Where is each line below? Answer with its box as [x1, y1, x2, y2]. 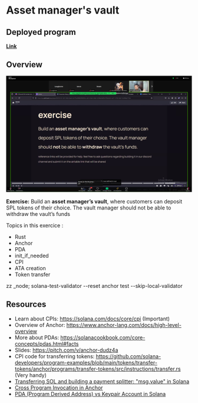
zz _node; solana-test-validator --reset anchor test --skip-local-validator [6, 282, 183, 289]
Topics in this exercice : [6, 222, 64, 229]
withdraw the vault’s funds [6, 210, 71, 217]
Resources [6, 299, 47, 310]
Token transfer [14, 271, 51, 278]
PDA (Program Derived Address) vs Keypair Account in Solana [14, 390, 166, 397]
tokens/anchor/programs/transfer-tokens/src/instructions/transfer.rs [14, 365, 181, 372]
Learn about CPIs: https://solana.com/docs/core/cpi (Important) [14, 315, 170, 322]
